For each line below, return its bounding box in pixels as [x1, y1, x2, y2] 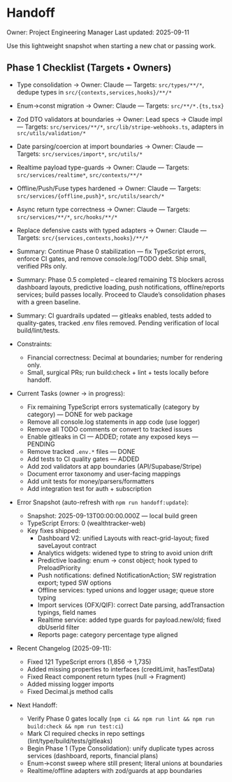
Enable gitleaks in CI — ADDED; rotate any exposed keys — [27, 432, 198, 441]
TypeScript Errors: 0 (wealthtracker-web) [27, 519, 146, 527]
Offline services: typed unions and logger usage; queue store [37, 585, 215, 594]
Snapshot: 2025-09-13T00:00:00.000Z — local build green [27, 511, 198, 520]
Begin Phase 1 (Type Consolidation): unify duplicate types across [27, 744, 215, 753]
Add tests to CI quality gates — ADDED [27, 455, 140, 463]
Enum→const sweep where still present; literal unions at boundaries [27, 759, 223, 767]
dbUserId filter [37, 623, 80, 631]
